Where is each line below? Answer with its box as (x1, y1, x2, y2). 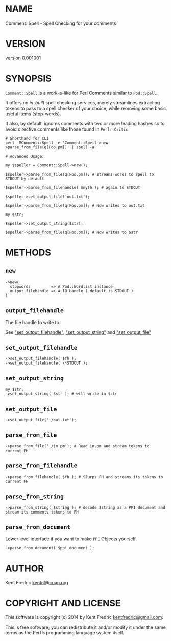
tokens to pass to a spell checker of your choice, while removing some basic (5, 105, 166, 111)
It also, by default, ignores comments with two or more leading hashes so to (5, 120, 165, 126)
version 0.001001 (5, 55, 41, 61)
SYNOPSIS (5, 73, 52, 84)
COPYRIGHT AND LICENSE (5, 597, 121, 609)
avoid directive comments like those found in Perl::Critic (5, 126, 129, 132)
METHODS (5, 247, 51, 259)
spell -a (76, 144, 95, 150)
